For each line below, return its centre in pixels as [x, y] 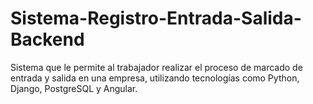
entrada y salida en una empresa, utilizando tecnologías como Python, [155, 78]
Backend [47, 39]
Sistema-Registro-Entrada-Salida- [156, 18]
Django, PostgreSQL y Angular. [74, 88]
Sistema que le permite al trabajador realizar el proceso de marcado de [156, 67]
